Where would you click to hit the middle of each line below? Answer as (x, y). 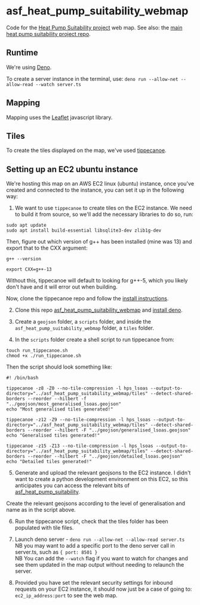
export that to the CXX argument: (47, 248)
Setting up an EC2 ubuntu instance (72, 169)
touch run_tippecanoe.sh (37, 351)
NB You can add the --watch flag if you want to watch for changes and (101, 558)
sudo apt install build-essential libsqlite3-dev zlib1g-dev (84, 231)
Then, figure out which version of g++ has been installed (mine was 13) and (99, 242)
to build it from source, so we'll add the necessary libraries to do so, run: (104, 214)
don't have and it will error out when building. (62, 287)
